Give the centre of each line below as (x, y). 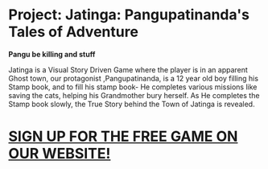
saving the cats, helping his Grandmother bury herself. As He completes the (134, 95)
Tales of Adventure (74, 32)
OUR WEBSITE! (60, 154)
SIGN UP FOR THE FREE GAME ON (123, 136)
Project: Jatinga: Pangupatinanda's (129, 15)
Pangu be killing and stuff (52, 54)
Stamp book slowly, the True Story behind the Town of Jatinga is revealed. (132, 104)
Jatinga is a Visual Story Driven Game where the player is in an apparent (128, 69)
